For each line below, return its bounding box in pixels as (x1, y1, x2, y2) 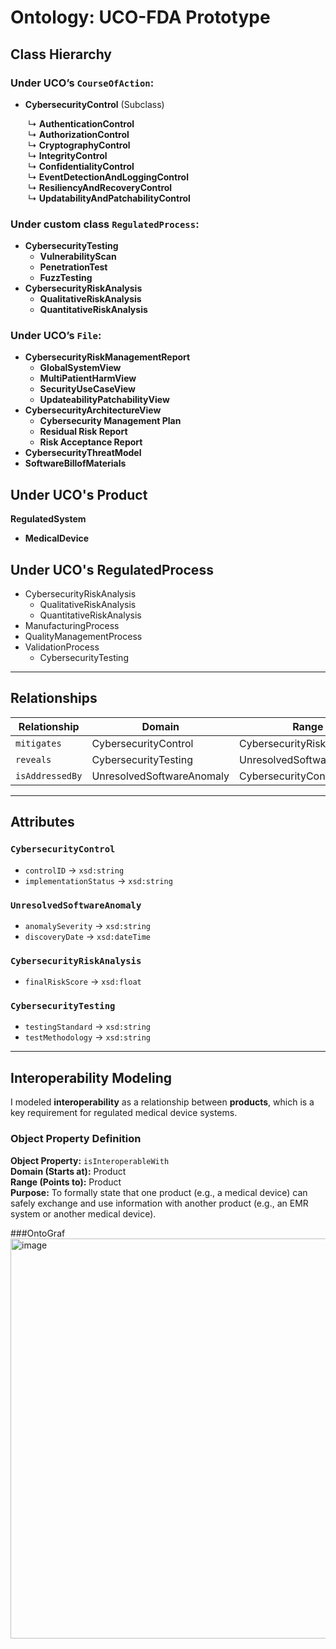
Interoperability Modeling (10, 1069, 173, 1086)
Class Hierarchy (10, 46, 113, 63)
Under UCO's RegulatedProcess (10, 561, 214, 578)
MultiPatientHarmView (39, 372, 137, 385)
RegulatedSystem (10, 513, 87, 525)
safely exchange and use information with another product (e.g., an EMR (10, 1197, 309, 1209)
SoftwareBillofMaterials (24, 457, 127, 470)
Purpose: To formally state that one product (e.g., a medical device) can (10, 1186, 308, 1198)
